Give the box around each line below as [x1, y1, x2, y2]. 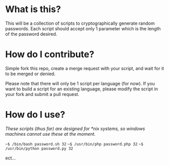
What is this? [5, 4, 62, 15]
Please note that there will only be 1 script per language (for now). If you [5, 80, 155, 86]
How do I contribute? [5, 49, 94, 60]
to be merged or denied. [5, 71, 55, 77]
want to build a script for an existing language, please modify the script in [5, 86, 158, 92]
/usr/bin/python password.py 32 [5, 146, 73, 151]
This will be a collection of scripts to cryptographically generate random [5, 20, 155, 26]
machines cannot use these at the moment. [5, 131, 96, 137]
